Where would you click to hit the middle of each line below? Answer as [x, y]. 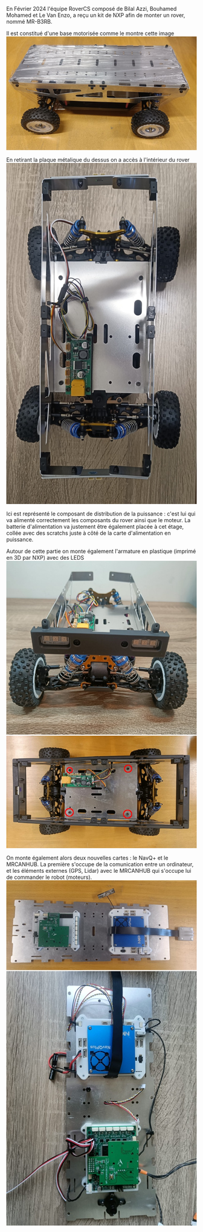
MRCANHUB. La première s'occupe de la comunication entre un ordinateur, [100, 864]
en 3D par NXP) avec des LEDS [45, 557]
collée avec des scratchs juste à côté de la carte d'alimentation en [89, 533]
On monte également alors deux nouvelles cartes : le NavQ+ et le [87, 858]
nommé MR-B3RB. [29, 22]
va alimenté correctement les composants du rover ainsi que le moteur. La [98, 520]
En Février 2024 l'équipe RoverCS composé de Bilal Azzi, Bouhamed [92, 9]
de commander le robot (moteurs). [49, 877]
